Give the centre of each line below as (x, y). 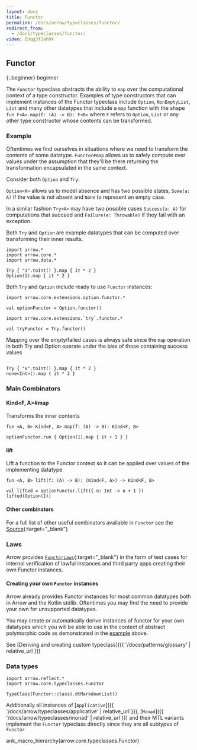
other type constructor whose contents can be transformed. (79, 120)
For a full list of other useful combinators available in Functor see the (90, 522)
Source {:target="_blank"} (37, 529)
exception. (19, 221)
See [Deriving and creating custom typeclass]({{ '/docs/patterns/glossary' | (98, 645)
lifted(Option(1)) (29, 496)
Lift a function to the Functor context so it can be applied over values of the (98, 463)
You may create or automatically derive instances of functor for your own (95, 621)
